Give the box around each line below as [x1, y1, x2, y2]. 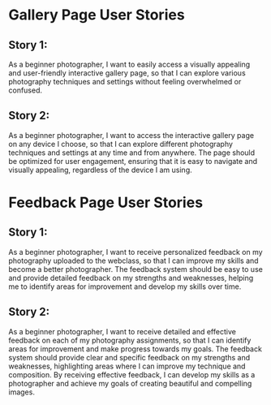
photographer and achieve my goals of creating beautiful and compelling [8, 378, 252, 388]
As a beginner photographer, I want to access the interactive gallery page [8, 130, 254, 140]
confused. [8, 85, 43, 95]
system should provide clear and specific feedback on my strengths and [8, 352, 251, 362]
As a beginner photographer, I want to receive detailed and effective [8, 326, 237, 336]
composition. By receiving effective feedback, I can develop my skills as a [8, 369, 256, 379]
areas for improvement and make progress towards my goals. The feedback [8, 343, 262, 354]
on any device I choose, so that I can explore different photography [8, 139, 234, 149]
